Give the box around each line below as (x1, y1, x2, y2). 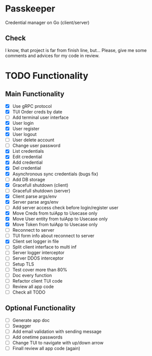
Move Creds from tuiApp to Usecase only (12, 210, 98, 216)
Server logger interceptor (12, 250, 65, 256)
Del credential (12, 165, 41, 171)
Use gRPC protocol (12, 103, 52, 109)
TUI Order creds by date (12, 108, 62, 115)
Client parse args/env (12, 193, 57, 199)
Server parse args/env (12, 199, 59, 205)
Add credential (12, 159, 43, 165)
